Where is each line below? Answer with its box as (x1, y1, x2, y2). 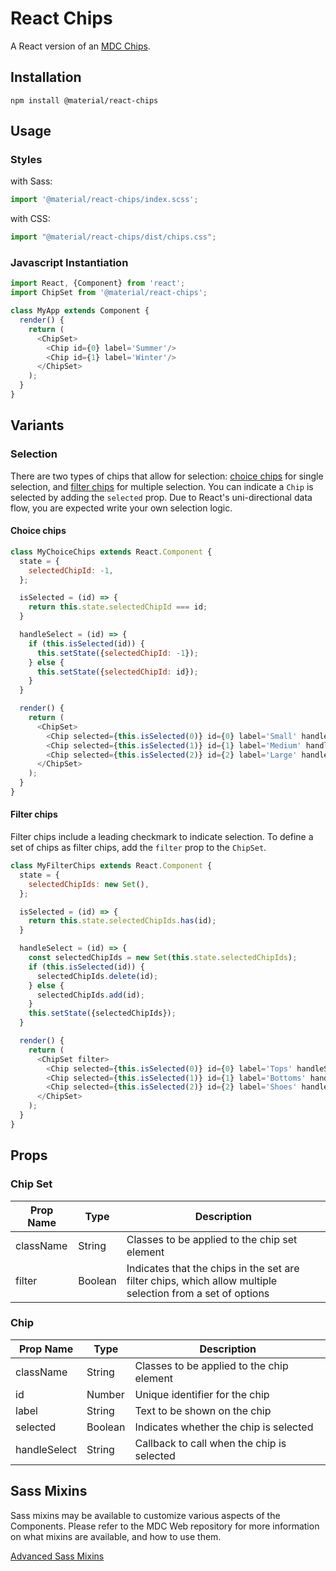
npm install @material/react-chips (10, 95, 159, 106)
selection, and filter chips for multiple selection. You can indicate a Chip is (10, 480, 314, 492)
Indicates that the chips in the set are (126, 1261, 300, 1275)
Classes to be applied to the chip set (126, 1232, 298, 1246)
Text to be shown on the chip (134, 1403, 272, 1417)
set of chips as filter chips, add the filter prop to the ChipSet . (10, 842, 267, 854)
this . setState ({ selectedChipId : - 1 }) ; (36, 648, 199, 658)
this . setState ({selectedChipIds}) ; (28, 1008, 177, 1019)
